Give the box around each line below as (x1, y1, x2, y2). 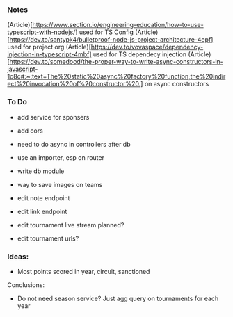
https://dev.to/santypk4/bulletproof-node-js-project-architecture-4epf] (9, 35, 214, 44)
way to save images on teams (17, 180, 103, 188)
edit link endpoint (17, 207, 67, 216)
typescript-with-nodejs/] (7, 28, 78, 36)
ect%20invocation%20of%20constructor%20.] (7, 80, 143, 88)
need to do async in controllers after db (17, 140, 131, 148)
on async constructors (144, 80, 209, 88)
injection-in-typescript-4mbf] (7, 50, 92, 58)
